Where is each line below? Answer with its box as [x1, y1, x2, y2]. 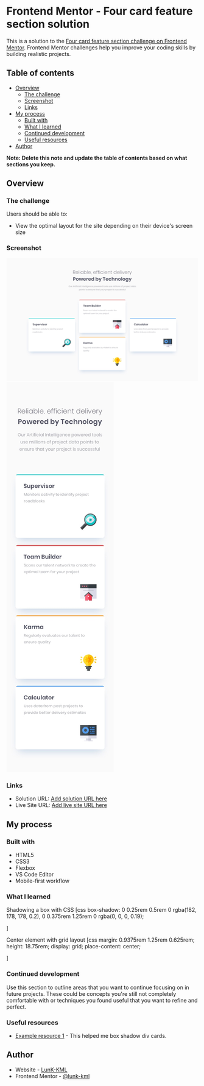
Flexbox [15, 864, 35, 872]
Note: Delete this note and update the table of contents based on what [6, 154, 188, 161]
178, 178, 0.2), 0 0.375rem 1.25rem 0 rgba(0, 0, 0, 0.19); [6, 912, 144, 920]
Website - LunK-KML [15, 1066, 68, 1073]
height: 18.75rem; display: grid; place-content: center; [6, 943, 141, 950]
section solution [6, 17, 90, 31]
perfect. [6, 1003, 26, 1010]
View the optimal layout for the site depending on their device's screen [15, 222, 193, 230]
